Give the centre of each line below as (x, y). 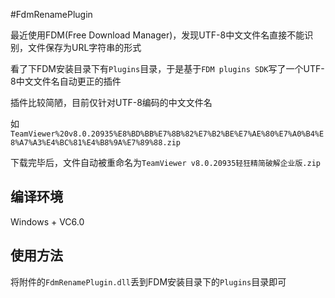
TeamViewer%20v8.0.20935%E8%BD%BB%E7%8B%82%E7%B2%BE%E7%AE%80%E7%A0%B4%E (167, 134)
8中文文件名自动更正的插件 (66, 81)
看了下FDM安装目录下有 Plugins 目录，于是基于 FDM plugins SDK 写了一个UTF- (167, 68)
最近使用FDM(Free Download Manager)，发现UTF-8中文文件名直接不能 (157, 35)
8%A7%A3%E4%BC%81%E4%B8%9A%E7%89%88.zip (96, 143)
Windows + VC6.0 (47, 221)
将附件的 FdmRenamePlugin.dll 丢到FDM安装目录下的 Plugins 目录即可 (148, 281)
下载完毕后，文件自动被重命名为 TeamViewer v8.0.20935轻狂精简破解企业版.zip (165, 162)
